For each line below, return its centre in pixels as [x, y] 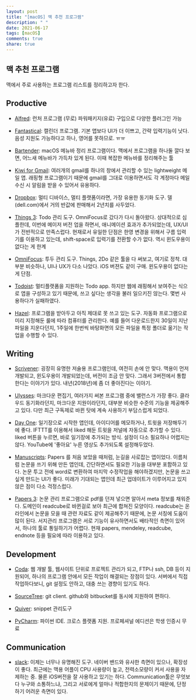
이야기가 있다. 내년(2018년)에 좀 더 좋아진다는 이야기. [91, 383]
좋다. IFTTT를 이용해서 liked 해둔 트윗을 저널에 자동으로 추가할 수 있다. [102, 430]
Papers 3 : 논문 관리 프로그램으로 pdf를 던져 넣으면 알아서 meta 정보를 [94, 499]
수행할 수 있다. [42, 335]
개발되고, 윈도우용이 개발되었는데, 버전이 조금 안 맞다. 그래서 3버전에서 [95, 376]
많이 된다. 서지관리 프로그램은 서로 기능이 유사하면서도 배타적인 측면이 [94, 521]
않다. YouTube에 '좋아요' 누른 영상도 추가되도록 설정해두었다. [84, 445]
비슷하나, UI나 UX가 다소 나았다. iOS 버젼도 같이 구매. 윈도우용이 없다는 [107, 266]
